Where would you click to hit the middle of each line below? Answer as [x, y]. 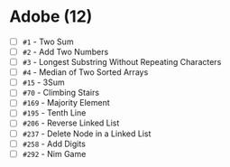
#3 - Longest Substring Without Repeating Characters [122, 62]
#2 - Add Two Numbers [65, 52]
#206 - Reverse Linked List [71, 123]
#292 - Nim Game [54, 153]
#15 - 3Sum [43, 82]
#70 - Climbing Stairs [61, 93]
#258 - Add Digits [54, 144]
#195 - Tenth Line [54, 113]
